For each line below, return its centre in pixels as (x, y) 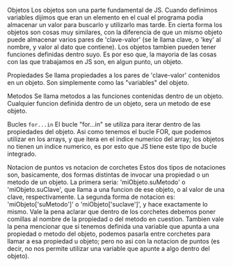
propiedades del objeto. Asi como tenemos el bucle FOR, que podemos (109, 132)
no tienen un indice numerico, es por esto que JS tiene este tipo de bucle (112, 146)
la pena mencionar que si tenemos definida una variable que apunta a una (113, 226)
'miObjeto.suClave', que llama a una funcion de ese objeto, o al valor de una (116, 189)
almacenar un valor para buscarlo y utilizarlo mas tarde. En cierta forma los (115, 25)
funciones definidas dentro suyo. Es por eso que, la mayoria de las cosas (112, 54)
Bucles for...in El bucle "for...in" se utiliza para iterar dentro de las (104, 124)
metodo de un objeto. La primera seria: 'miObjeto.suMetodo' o (96, 182)
